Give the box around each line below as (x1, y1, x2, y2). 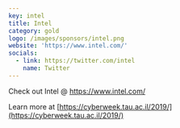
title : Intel (8, 19, 52, 27)
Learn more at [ (8, 101, 61, 111)
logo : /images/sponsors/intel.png (8, 34, 125, 43)
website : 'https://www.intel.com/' (8, 42, 128, 50)
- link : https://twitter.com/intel (15, 57, 136, 65)
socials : (8, 49, 38, 57)
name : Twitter (23, 64, 70, 72)
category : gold (8, 27, 60, 35)
